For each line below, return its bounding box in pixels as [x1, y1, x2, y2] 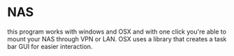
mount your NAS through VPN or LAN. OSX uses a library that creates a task [7, 34, 227, 43]
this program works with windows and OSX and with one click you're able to [7, 27, 227, 36]
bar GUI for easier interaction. [7, 42, 93, 50]
